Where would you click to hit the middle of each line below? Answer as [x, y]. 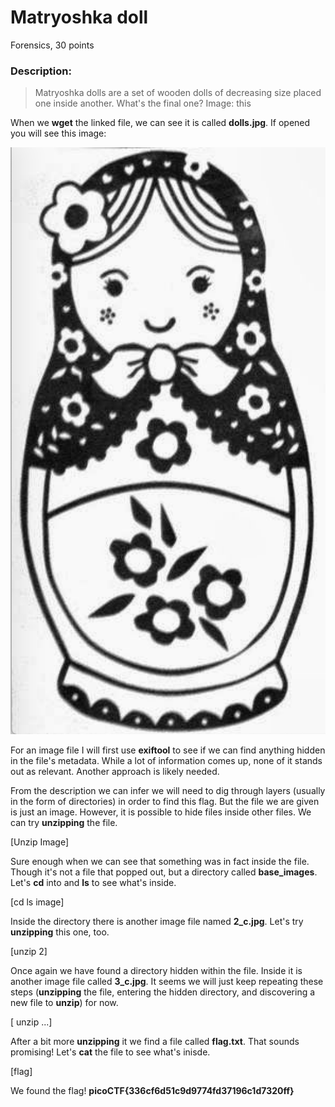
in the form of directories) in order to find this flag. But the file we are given [165, 801]
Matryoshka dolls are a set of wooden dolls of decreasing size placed [178, 93]
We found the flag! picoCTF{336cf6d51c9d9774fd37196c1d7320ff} [152, 1090]
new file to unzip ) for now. [64, 1002]
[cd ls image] [37, 902]
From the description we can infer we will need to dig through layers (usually [168, 790]
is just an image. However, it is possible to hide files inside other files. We [161, 812]
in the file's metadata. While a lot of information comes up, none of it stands [166, 760]
